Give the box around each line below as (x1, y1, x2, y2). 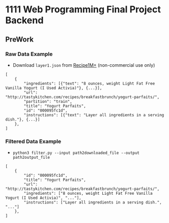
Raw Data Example (5, 50, 53, 58)
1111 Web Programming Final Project (5, 4, 161, 15)
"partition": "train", (24, 99, 72, 104)
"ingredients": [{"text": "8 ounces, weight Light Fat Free (24, 81, 155, 86)
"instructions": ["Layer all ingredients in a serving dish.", (24, 200, 162, 205)
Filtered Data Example (5, 138, 62, 145)
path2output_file (12, 155, 50, 160)
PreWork (5, 35, 34, 44)
